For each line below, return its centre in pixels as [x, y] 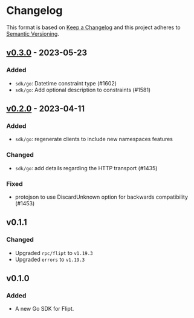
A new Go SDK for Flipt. [44, 309]
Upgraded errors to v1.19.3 [50, 259]
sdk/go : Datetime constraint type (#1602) [66, 83]
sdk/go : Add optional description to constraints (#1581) [83, 90]
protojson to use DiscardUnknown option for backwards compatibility [102, 197]
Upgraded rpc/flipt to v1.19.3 [54, 253]
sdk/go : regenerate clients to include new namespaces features [94, 139]
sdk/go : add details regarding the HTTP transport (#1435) [86, 168]
